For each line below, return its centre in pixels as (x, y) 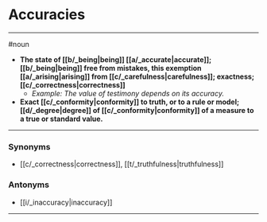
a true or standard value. (61, 119)
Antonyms (29, 185)
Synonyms (29, 146)
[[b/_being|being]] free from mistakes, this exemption (110, 68)
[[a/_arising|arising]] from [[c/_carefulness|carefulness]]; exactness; (137, 76)
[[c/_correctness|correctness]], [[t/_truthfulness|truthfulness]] (122, 164)
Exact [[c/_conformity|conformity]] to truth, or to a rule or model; (130, 102)
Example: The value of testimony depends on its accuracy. (128, 93)
